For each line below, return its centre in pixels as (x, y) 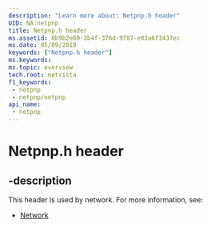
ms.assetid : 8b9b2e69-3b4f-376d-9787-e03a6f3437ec (94, 38)
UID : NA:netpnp (34, 23)
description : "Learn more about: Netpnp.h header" (94, 16)
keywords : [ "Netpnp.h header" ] (60, 53)
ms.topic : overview (41, 68)
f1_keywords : (30, 82)
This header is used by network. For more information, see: (106, 200)
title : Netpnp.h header (48, 30)
